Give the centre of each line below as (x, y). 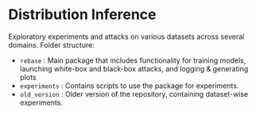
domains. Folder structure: (52, 44)
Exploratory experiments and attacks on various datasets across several (126, 36)
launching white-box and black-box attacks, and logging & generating (134, 68)
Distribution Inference (82, 15)
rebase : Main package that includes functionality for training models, (133, 60)
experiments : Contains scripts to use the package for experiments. (129, 86)
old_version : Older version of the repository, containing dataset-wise (134, 94)
